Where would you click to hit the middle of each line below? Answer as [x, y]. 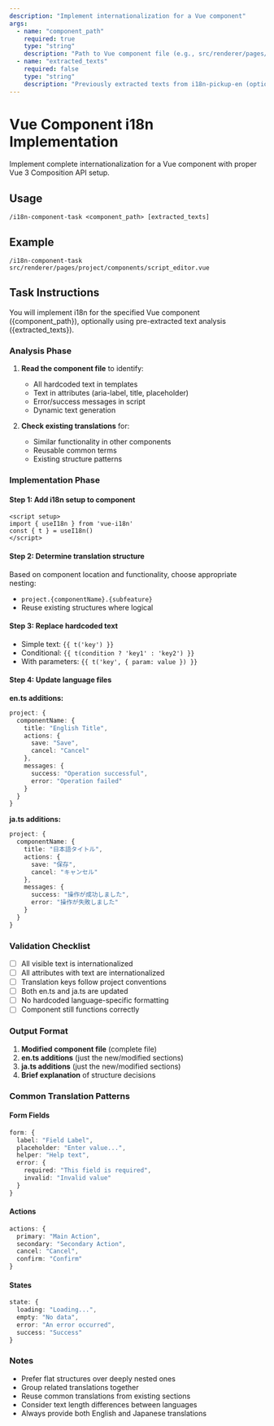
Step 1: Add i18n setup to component [72, 499]
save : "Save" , [55, 743]
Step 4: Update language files [61, 680]
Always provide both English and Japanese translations [113, 1413]
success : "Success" [50, 1332]
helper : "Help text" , [53, 1155]
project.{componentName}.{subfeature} [87, 599]
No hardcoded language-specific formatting [95, 1000]
